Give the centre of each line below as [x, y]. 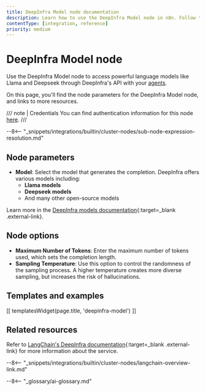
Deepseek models [48, 192]
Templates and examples [55, 296]
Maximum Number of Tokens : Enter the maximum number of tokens [102, 250]
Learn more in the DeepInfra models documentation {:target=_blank [91, 210]
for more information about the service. [68, 351]
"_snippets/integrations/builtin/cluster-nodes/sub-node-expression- [109, 132]
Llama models [43, 185]
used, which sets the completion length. [66, 257]
